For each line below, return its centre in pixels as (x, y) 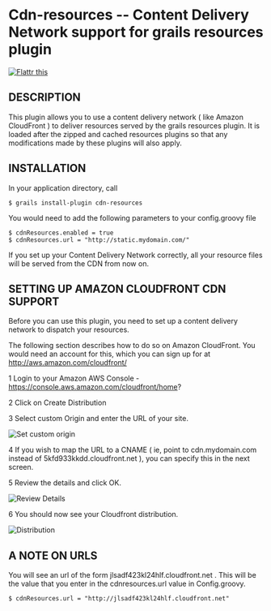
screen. (21, 467)
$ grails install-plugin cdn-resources (76, 203)
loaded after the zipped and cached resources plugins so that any (118, 134)
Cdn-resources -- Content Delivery (129, 15)
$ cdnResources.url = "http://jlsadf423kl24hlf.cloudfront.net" (119, 599)
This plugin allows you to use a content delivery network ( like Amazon (126, 117)
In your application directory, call (63, 187)
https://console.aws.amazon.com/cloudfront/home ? (95, 387)
